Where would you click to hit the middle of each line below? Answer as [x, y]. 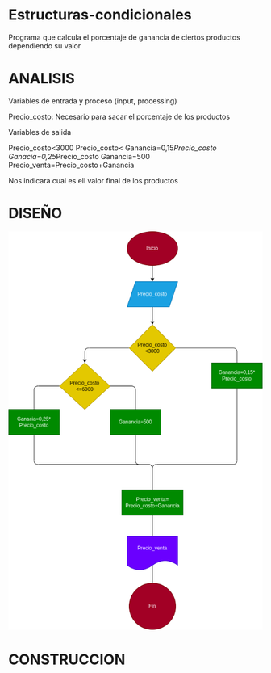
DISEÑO [35, 214]
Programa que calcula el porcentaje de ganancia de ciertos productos [124, 37]
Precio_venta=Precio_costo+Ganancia [71, 165]
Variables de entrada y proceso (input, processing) [93, 101]
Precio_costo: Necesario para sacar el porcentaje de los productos [119, 116]
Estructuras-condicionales [100, 15]
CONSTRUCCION [67, 660]
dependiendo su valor [45, 45]
